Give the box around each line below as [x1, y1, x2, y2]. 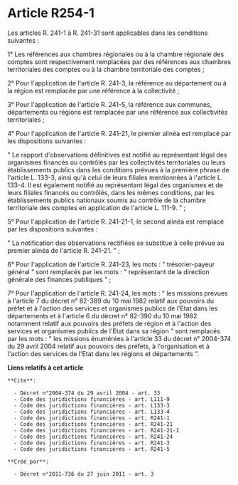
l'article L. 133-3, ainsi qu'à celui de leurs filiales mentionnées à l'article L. [7, 173, 223, 182]
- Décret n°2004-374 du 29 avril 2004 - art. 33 [13, 390, 161, 397]
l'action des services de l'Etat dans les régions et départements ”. [7, 349, 200, 358]
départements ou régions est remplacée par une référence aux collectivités [7, 108, 228, 116]
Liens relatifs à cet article [7, 363, 84, 372]
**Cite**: [7, 377, 37, 384]
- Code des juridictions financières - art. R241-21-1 [13, 427, 180, 434]
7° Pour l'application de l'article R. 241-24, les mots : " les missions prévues [7, 288, 229, 297]
